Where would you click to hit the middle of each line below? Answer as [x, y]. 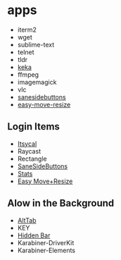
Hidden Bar [34, 235]
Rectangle [32, 159]
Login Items [33, 126]
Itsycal [27, 144]
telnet [26, 52]
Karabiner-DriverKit [46, 242]
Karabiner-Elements [46, 250]
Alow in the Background [61, 203]
